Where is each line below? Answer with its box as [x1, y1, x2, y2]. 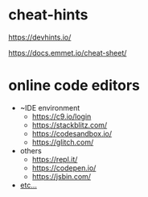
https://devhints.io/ [8, 32, 72, 42]
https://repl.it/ [31, 154, 78, 164]
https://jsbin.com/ [31, 171, 91, 181]
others [19, 145, 42, 155]
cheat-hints [8, 6, 88, 24]
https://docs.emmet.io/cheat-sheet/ [8, 48, 127, 57]
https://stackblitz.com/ [31, 119, 108, 130]
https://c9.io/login [31, 111, 92, 121]
